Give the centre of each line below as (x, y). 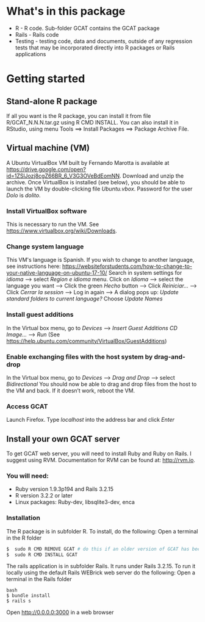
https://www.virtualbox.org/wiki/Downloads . (62, 231)
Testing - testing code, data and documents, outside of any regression (104, 41)
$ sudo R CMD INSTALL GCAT (42, 555)
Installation (23, 518)
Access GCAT (27, 406)
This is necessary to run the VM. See (53, 225)
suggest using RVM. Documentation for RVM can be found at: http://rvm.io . (101, 460)
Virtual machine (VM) (48, 148)
